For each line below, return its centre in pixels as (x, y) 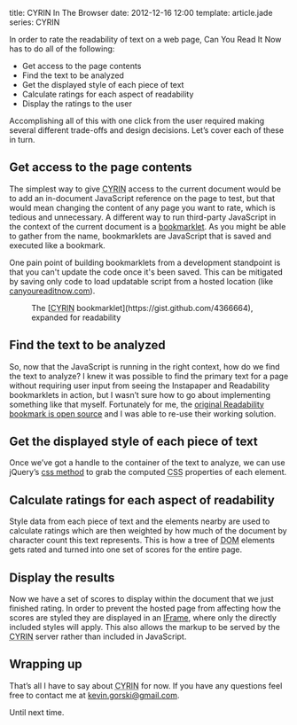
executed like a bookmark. (58, 245)
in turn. (22, 140)
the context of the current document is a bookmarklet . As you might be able (148, 226)
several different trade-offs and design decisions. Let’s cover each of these (147, 130)
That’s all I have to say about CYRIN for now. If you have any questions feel (146, 685)
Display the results (62, 577)
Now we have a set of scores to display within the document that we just (142, 599)
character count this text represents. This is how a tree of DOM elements (142, 541)
